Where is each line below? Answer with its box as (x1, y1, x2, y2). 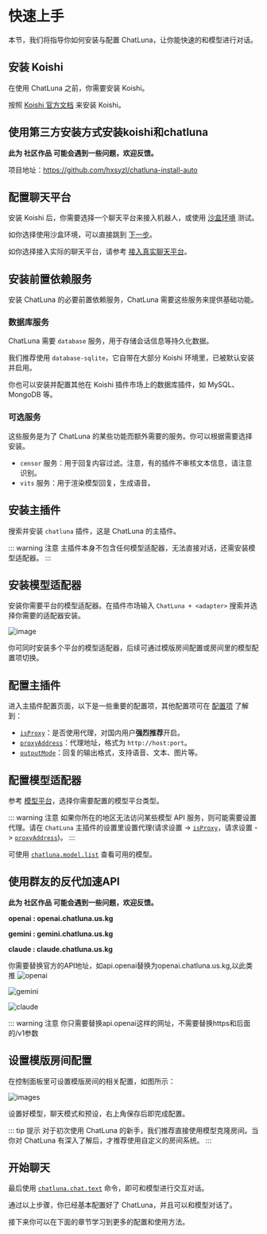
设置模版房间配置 (8, 1054, 92, 1067)
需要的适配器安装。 (21, 611, 85, 621)
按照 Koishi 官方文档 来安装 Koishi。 (8, 100, 126, 110)
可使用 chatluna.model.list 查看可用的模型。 (8, 849, 157, 859)
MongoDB (8, 390, 41, 400)
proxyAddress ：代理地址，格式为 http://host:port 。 (19, 738, 192, 748)
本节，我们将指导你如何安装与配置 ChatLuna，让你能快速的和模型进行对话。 (8, 35, 258, 44)
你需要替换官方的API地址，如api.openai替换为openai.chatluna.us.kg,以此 (8, 961, 246, 970)
